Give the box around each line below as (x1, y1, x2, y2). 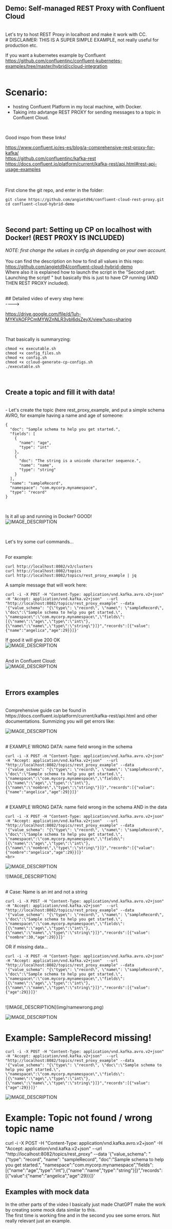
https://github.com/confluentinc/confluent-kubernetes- (5, 58, 122, 64)
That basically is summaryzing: (5, 336, 71, 342)
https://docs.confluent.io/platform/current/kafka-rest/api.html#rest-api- (5, 160, 157, 167)
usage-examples (5, 166, 41, 172)
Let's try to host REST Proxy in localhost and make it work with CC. (5, 31, 147, 38)
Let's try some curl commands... (5, 539, 74, 545)
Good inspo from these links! (5, 134, 67, 140)
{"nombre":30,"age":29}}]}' (5, 935, 66, 940)
